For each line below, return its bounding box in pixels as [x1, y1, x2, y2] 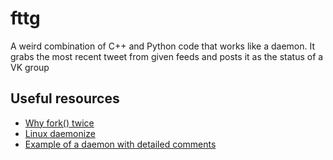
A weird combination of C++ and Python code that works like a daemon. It [10, 40, 316, 52]
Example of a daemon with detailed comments [24, 138, 217, 150]
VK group [10, 61, 50, 73]
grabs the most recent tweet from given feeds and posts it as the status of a [10, 50, 324, 62]
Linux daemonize [24, 127, 96, 139]
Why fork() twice [24, 117, 95, 129]
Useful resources [10, 90, 120, 107]
